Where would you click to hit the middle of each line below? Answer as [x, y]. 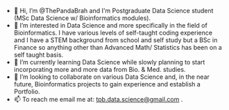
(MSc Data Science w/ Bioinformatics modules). [82, 18]
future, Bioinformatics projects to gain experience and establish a [107, 84]
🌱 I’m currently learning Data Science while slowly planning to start [109, 62]
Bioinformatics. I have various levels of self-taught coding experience [113, 33]
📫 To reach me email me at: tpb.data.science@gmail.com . [98, 99]
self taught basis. [39, 55]
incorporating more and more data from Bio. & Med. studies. [100, 70]
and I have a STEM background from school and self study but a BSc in [116, 40]
